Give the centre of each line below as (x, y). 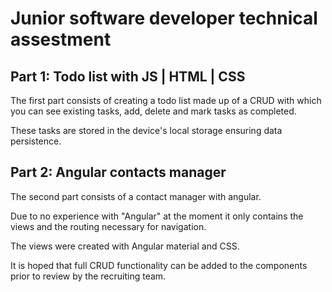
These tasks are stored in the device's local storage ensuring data (146, 130)
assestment (61, 39)
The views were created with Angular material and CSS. (125, 246)
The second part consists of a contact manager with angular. (136, 196)
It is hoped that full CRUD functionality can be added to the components (159, 265)
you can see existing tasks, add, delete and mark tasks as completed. (153, 111)
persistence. (36, 141)
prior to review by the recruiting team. (88, 276)
